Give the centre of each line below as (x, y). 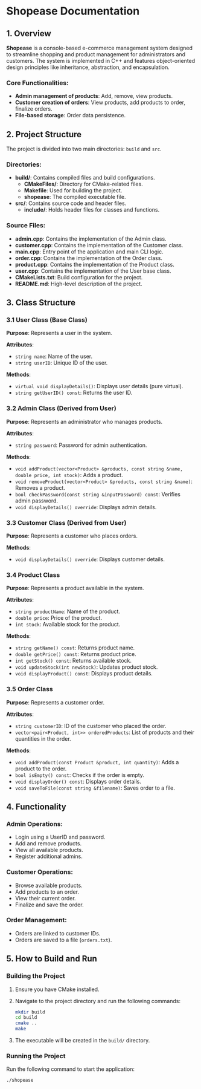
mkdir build (30, 1012)
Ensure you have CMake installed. (57, 989)
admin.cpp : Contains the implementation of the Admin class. (91, 239)
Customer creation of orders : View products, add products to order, (100, 102)
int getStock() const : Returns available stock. (73, 661)
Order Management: (37, 920)
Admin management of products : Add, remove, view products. (94, 96)
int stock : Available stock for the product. (68, 625)
